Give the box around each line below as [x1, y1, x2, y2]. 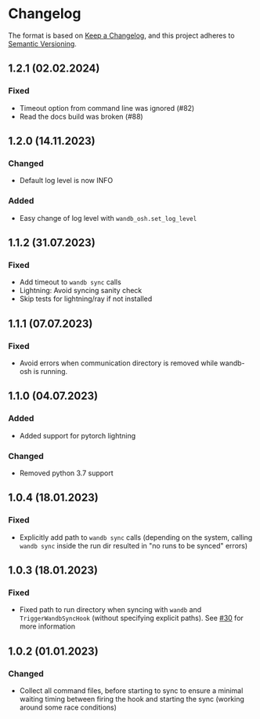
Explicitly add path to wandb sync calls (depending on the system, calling [19, 532, 253, 542]
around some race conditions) [19, 702, 117, 712]
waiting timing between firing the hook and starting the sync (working [19, 695, 245, 704]
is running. [33, 366, 68, 376]
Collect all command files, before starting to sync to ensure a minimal [19, 686, 244, 695]
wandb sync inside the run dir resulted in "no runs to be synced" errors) [19, 541, 248, 550]
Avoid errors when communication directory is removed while [19, 358, 218, 368]
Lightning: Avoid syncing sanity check [19, 286, 143, 295]
